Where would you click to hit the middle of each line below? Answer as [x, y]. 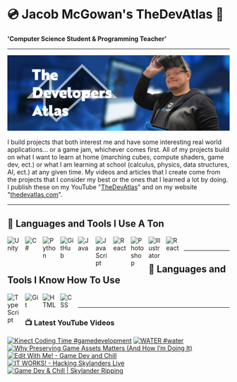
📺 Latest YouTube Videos [70, 323]
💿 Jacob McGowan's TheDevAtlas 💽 [116, 14]
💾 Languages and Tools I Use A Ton [86, 223]
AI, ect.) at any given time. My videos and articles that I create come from [114, 172]
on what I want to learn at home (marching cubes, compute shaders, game [116, 157]
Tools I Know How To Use [64, 280]
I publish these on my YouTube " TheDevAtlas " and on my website [102, 187]
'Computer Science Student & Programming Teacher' [87, 38]
